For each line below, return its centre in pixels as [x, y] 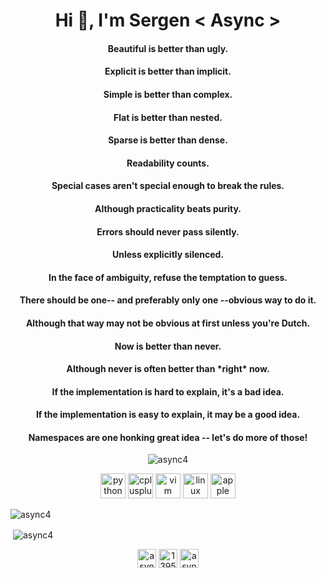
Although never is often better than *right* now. [168, 369]
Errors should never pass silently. [168, 231]
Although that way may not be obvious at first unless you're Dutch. [168, 323]
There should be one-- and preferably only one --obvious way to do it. [168, 300]
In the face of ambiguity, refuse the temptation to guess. [168, 277]
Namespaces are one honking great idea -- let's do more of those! [168, 437]
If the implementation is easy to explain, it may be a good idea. [168, 415]
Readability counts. [168, 163]
